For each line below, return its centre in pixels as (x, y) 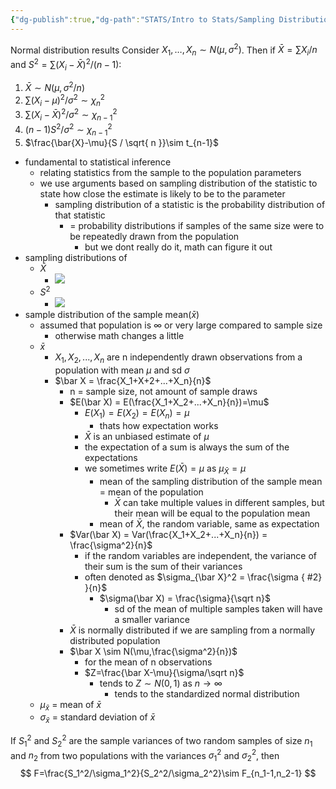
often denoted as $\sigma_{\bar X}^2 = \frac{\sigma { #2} (203, 577)
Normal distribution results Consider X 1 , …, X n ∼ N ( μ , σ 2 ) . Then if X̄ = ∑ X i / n (164, 50)
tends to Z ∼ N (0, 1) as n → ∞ (161, 683)
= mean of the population (151, 492)
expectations (111, 457)
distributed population (115, 640)
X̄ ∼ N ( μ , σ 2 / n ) (54, 87)
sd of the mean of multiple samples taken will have (218, 608)
